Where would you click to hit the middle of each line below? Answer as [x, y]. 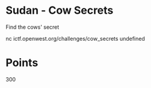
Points [22, 63]
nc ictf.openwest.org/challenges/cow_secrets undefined [75, 38]
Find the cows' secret [32, 27]
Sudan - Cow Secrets [60, 10]
